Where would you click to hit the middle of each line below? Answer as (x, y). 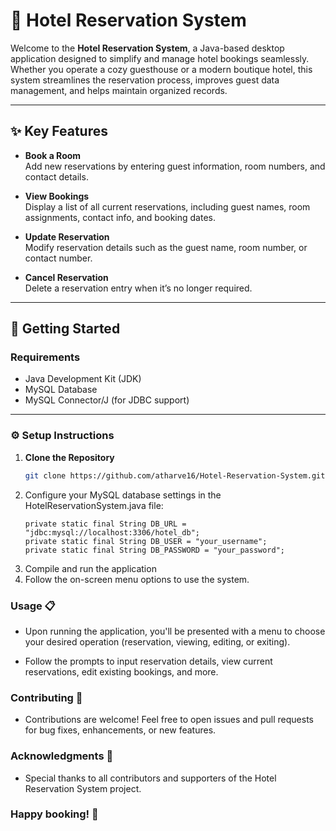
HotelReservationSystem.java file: (94, 505)
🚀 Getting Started (65, 329)
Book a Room (53, 155)
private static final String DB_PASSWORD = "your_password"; (155, 550)
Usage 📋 (33, 606)
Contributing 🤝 (46, 697)
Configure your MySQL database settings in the (123, 495)
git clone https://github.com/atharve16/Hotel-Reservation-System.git (175, 475)
